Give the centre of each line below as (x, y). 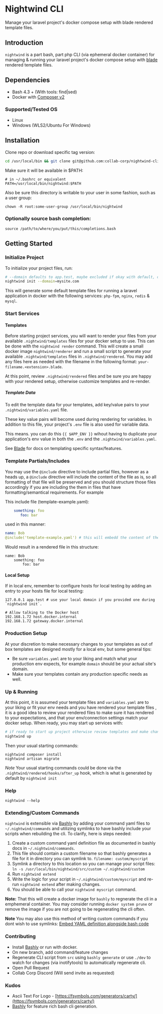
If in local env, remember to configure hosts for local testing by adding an (78, 586)
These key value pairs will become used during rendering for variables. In (78, 419)
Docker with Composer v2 (38, 97)
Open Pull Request (31, 967)
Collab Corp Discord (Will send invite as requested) (63, 973)
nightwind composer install (33, 754)
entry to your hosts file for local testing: (44, 591)
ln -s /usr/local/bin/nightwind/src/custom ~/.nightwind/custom (78, 869)
